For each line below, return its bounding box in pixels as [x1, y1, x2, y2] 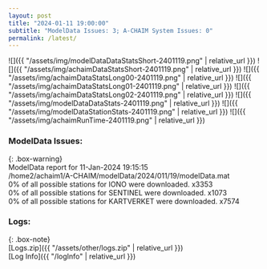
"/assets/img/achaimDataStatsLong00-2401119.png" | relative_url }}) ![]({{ [8, 73, 252, 82]
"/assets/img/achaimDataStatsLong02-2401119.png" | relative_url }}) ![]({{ [8, 90, 252, 100]
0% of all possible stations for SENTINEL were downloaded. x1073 [8, 187, 227, 197]
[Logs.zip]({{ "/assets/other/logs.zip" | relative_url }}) [8, 243, 184, 252]
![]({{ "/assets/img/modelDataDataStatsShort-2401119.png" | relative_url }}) [8, 56, 257, 66]
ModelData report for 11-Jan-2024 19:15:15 [8, 162, 148, 172]
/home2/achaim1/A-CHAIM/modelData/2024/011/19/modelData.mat [8, 171, 230, 180]
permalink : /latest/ [8, 34, 78, 42]
